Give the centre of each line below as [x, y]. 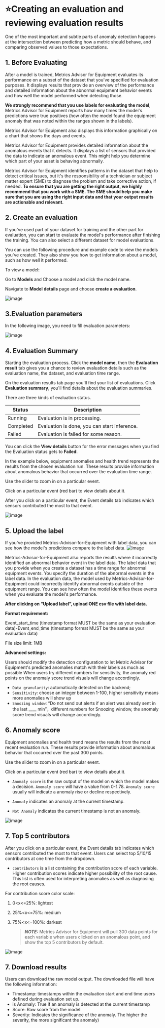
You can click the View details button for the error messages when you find [82, 447]
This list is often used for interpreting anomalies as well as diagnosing [83, 878]
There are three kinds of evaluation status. [48, 398]
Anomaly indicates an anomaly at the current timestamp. [68, 801]
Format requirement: [27, 613]
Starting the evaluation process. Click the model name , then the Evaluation [82, 363]
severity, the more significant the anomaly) [56, 1020]
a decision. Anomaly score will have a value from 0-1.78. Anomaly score [83, 786]
